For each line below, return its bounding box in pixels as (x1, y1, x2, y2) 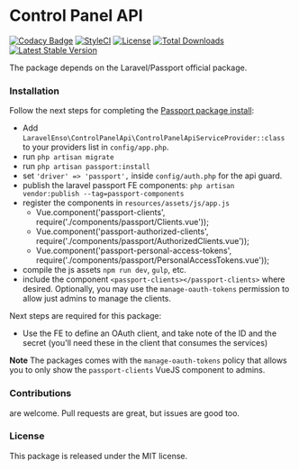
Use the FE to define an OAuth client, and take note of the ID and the (22, 328, 277, 339)
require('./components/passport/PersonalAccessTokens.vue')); (35, 255, 270, 266)
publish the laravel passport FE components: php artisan (22, 180, 235, 191)
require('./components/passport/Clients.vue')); (35, 217, 210, 228)
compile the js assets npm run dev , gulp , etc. (22, 265, 187, 276)
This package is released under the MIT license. (9, 450, 187, 461)
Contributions (9, 387, 72, 400)
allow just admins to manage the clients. (22, 294, 171, 304)
